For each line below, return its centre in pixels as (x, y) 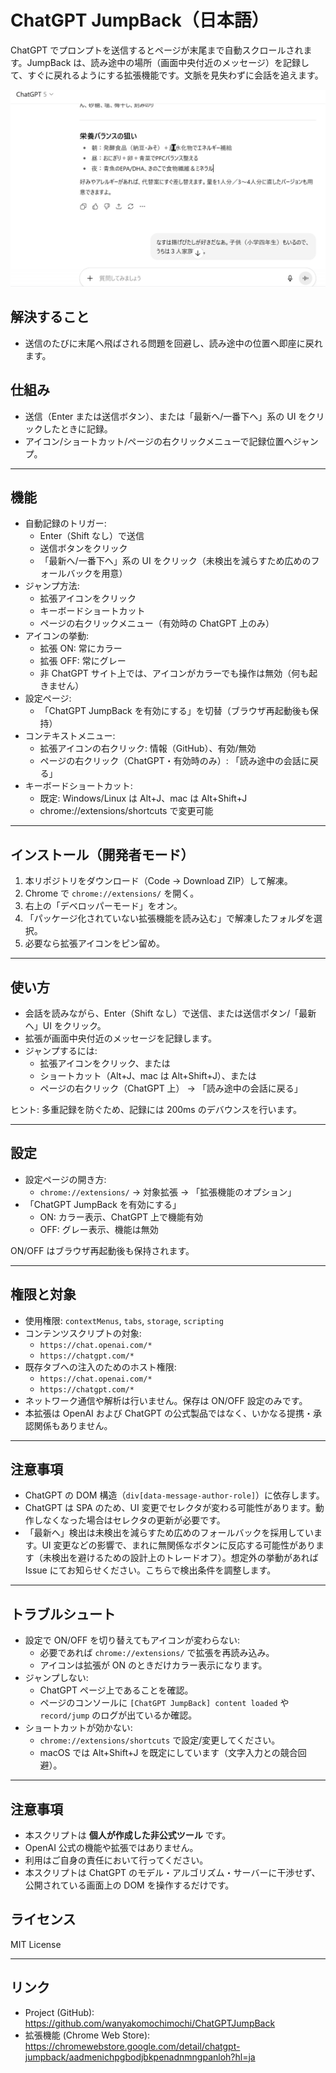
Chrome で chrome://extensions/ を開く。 (112, 893)
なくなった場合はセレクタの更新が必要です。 (134, 1520)
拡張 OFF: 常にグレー (83, 661)
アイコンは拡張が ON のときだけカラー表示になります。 (153, 1665)
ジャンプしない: (56, 1678)
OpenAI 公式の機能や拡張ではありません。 (111, 1848)
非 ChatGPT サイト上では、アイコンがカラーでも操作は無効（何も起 (178, 673)
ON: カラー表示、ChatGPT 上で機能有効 (121, 1217)
